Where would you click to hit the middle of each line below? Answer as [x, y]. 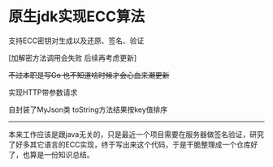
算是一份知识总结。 [62, 154]
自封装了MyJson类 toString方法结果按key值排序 [88, 109]
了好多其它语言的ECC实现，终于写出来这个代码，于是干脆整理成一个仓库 [130, 144]
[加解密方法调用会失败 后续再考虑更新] [73, 58]
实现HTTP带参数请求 [43, 92]
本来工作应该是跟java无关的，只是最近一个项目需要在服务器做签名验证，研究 [136, 134]
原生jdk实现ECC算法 [76, 17]
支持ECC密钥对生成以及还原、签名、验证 [76, 41]
